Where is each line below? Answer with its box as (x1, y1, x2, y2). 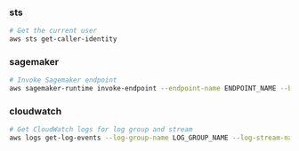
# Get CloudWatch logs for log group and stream (9, 125, 193, 134)
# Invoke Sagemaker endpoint (9, 75, 117, 85)
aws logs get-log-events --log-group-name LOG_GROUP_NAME (9, 133, 229, 143)
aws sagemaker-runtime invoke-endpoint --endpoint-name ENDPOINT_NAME (9, 84, 277, 93)
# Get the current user (9, 27, 98, 36)
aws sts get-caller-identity (9, 35, 117, 44)
